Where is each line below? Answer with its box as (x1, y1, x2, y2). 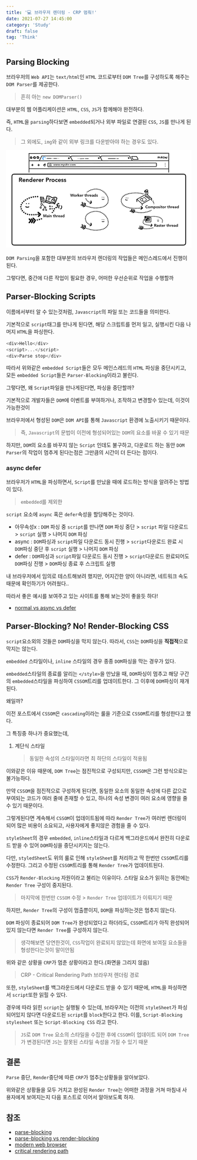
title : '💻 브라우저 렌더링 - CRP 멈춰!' (6, 9, 97, 15)
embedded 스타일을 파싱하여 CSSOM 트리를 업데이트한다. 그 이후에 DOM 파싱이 (12, 678, 179, 685)
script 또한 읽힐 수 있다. (12, 991, 68, 998)
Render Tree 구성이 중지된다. (6, 881, 73, 888)
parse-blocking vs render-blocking (14, 1135, 99, 1142)
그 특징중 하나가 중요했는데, (6, 729, 69, 736)
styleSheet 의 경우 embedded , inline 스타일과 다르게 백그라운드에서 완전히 (6, 834, 175, 841)
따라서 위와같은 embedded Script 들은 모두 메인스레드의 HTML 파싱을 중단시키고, (6, 364, 186, 371)
